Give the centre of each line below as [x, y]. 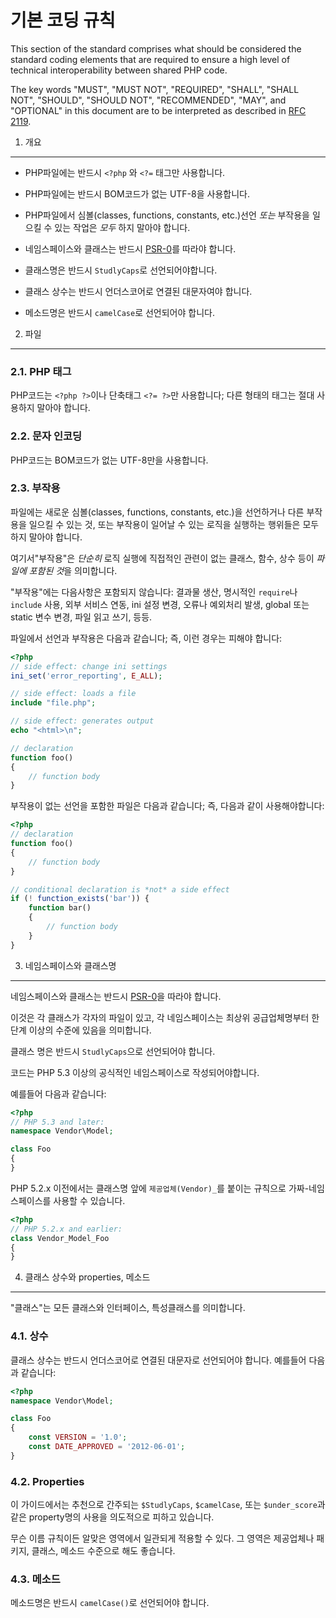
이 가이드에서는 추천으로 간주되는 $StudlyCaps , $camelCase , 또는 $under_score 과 [168, 1505]
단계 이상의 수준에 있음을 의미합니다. [81, 1030]
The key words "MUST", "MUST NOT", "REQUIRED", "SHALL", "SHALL [155, 89]
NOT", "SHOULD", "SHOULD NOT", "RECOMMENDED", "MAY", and [148, 100]
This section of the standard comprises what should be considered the [156, 48]
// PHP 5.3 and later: [57, 1122]
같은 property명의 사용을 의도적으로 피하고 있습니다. [112, 1517]
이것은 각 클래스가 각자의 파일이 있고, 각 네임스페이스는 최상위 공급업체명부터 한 [165, 1017]
